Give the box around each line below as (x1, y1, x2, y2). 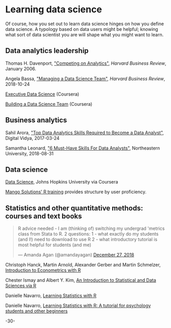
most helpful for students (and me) (17, 242, 92, 248)
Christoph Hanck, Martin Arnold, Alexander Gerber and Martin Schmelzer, (5, 262, 161, 268)
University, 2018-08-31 (5, 150, 54, 156)
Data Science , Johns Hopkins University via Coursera (5, 179, 119, 185)
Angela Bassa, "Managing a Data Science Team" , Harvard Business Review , (5, 76, 165, 82)
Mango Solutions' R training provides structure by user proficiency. (5, 189, 147, 195)
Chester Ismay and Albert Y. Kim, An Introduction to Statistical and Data (5, 277, 156, 283)
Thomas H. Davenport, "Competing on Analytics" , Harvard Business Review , (5, 60, 166, 66)
